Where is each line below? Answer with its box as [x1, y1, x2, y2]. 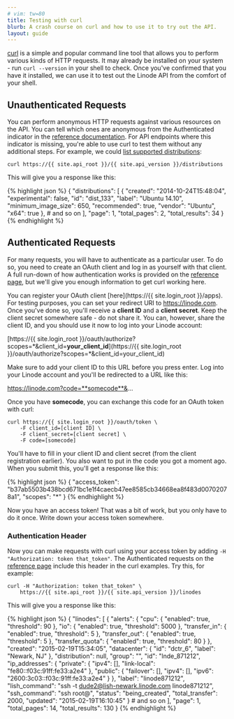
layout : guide [7, 29, 49, 37]
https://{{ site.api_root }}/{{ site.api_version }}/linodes [20, 589, 201, 596]
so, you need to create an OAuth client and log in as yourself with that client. [7, 263, 227, 271]
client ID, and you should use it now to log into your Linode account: [7, 321, 203, 329]
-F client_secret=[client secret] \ [20, 431, 127, 438]
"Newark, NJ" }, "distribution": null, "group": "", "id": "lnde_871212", [7, 652, 201, 660]
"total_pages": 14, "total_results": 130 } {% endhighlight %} [7, 704, 177, 713]
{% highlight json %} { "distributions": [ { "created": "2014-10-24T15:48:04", [7, 187, 226, 195]
